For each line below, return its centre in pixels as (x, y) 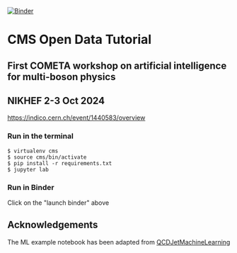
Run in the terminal (41, 136)
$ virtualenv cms (33, 151)
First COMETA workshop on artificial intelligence (117, 66)
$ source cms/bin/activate (47, 157)
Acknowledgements (53, 225)
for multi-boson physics (62, 77)
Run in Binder (31, 187)
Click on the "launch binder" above (58, 203)
